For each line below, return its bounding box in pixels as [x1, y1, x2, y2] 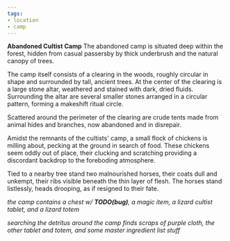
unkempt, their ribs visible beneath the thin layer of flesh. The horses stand [7, 177, 222, 185]
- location [7, 17, 39, 24]
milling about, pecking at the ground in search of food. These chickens [7, 142, 210, 150]
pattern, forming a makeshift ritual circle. [7, 100, 124, 108]
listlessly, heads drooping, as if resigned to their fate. [7, 185, 159, 193]
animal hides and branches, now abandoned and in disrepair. [7, 121, 182, 129]
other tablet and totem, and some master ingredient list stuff [7, 226, 181, 235]
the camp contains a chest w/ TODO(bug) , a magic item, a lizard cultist [7, 198, 213, 206]
